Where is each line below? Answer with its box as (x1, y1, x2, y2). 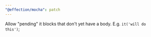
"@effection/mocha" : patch (5, 7, 60, 12)
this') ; (5, 26, 20, 32)
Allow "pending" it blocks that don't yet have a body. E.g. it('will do (5, 21, 146, 27)
